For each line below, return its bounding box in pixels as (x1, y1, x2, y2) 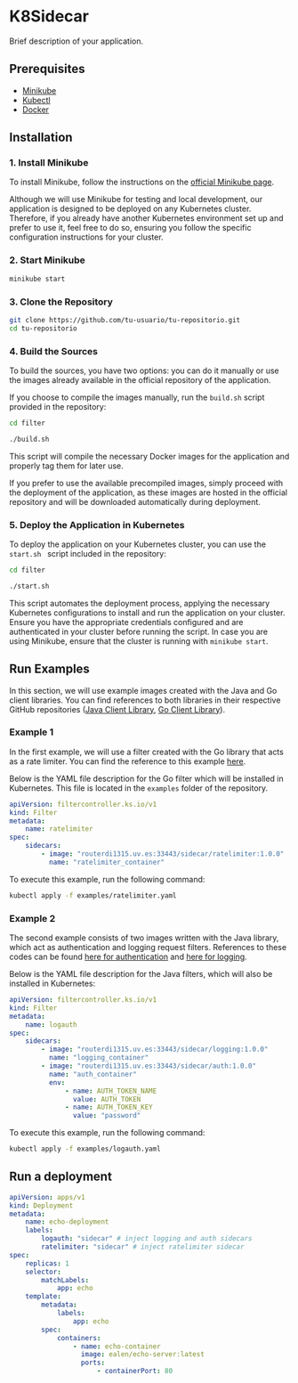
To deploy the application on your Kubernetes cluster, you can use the (9, 539, 267, 549)
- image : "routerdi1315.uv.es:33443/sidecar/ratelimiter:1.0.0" (41, 850, 285, 858)
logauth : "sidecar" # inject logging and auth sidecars (41, 1234, 253, 1243)
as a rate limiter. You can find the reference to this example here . (9, 755, 246, 767)
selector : (25, 1267, 62, 1276)
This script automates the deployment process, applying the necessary (9, 598, 270, 608)
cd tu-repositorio (9, 323, 77, 333)
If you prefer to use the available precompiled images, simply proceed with (9, 477, 284, 488)
